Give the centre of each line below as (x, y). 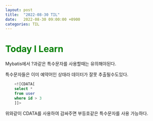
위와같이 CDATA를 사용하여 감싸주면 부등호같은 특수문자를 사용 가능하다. (77, 113)
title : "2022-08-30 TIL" (32, 15)
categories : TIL (22, 24)
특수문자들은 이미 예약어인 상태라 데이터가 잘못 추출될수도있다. (67, 74)
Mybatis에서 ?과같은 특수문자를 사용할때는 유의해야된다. (61, 64)
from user (25, 93)
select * (24, 89)
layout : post (19, 10)
